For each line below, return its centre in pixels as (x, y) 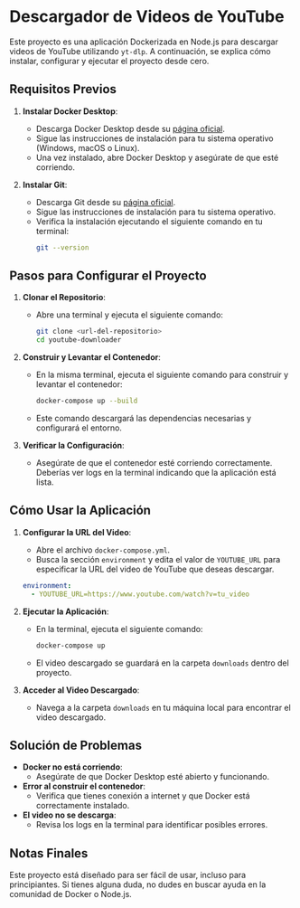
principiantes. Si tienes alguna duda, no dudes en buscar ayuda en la (138, 884)
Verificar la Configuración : (73, 446)
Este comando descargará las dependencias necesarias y (143, 419)
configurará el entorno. (79, 428)
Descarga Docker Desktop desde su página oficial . (131, 128)
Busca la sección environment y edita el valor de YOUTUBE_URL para (158, 559)
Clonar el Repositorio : (64, 298)
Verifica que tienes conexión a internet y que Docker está (143, 796)
